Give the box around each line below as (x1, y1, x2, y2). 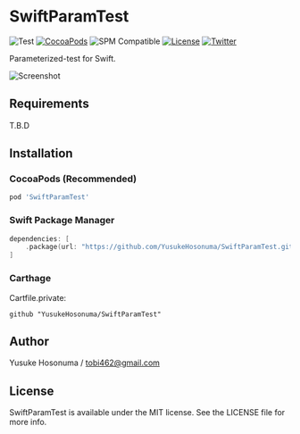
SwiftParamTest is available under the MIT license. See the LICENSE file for (9, 407, 286, 418)
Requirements (9, 96, 89, 112)
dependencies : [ (9, 234, 70, 243)
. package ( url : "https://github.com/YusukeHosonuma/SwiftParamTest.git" (25, 243, 297, 252)
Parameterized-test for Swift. (9, 53, 116, 63)
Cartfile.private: (9, 292, 67, 303)
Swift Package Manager (9, 214, 115, 227)
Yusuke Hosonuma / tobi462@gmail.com (9, 357, 161, 368)
